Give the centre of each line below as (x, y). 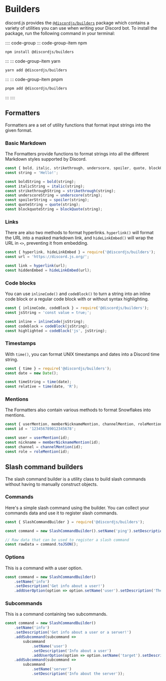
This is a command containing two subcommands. (56, 614)
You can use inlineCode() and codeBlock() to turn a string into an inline (78, 294)
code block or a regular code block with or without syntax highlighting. (77, 299)
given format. (19, 130)
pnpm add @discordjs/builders (36, 88)
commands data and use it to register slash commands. (62, 513)
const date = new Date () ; (32, 373)
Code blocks (21, 283)
